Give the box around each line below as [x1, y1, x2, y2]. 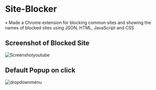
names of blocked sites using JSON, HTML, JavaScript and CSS [5, 24, 134, 30]
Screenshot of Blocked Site [5, 39, 89, 47]
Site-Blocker [5, 3, 57, 15]
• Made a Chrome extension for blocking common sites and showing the [5, 20, 152, 25]
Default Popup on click [5, 66, 76, 74]
